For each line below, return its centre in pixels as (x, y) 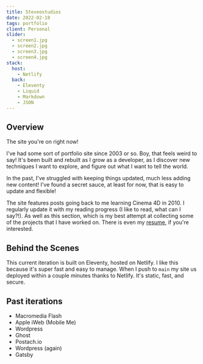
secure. (16, 282)
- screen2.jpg (30, 46)
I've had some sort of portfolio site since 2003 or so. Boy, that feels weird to (102, 153)
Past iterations (34, 301)
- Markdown (31, 97)
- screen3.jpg (30, 52)
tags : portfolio (27, 23)
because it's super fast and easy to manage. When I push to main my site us (101, 269)
